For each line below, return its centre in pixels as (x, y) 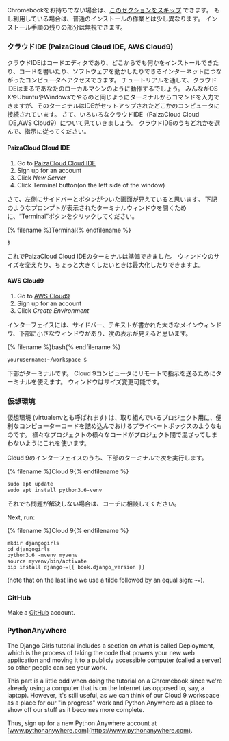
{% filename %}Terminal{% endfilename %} (69, 230)
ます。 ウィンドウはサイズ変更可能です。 (106, 381)
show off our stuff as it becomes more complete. (76, 709)
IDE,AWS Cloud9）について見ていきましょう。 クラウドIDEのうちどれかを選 (114, 123)
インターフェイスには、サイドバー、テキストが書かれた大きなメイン (103, 325)
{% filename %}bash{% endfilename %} (64, 347)
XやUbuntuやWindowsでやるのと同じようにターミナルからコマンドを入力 (110, 97)
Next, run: (21, 517)
